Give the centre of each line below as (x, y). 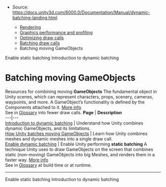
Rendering (30, 27)
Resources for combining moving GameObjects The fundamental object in (81, 92)
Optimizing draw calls (42, 38)
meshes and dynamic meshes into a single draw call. (59, 139)
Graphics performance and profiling (56, 32)
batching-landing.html (35, 18)
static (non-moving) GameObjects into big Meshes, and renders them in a (80, 154)
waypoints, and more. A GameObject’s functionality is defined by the (75, 102)
